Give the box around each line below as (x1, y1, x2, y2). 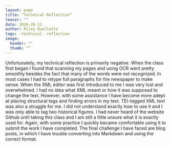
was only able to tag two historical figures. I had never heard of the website (5, 109, 164, 115)
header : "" (10, 41, 33, 46)
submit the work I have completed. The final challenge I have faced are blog (5, 125, 165, 131)
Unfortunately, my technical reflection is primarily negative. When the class (5, 59, 164, 66)
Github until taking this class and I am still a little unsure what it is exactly (5, 114, 159, 120)
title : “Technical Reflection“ (5, 12, 72, 17)
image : (5, 36, 19, 41)
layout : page (5, 7, 33, 13)
